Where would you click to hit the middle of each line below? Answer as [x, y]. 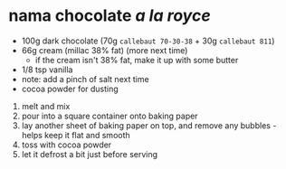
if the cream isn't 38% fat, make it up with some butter [137, 60]
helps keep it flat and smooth [76, 135]
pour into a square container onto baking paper [110, 116]
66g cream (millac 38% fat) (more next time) [105, 50]
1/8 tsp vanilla [47, 70]
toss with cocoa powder [67, 145]
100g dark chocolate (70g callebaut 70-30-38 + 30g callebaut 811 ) [148, 41]
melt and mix [46, 106]
